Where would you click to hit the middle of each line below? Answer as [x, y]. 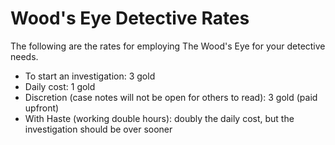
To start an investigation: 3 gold [90, 76]
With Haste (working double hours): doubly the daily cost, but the [159, 118]
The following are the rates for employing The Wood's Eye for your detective [168, 46]
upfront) [42, 108]
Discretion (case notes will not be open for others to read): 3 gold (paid [171, 97]
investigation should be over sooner [98, 129]
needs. [24, 56]
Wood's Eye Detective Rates [130, 18]
